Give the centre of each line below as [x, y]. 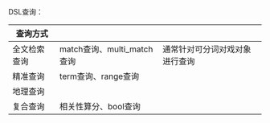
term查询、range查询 [99, 76]
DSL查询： [26, 12]
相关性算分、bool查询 [100, 107]
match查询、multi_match [106, 49]
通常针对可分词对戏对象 [207, 49]
